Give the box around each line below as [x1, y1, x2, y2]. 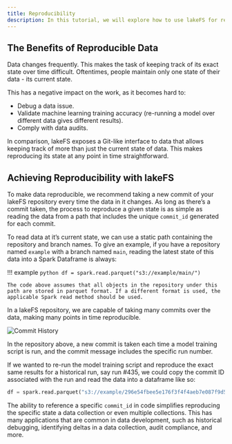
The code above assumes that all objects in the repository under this [7, 282, 217, 289]
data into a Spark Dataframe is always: [7, 255, 117, 263]
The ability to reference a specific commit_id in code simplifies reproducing [7, 401, 220, 409]
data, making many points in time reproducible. [7, 313, 141, 322]
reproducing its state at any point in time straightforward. [7, 152, 169, 160]
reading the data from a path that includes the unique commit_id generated [7, 212, 220, 221]
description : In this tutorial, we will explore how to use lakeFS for [7, 17, 217, 23]
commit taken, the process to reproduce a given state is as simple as [7, 205, 203, 213]
